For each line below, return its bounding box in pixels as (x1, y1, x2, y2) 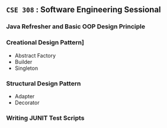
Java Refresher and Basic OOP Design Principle (6, 23, 146, 31)
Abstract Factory (14, 52, 56, 59)
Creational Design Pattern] (6, 39, 85, 47)
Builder (14, 58, 33, 65)
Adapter (14, 92, 35, 100)
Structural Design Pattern (6, 79, 81, 88)
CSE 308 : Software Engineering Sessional (6, 5, 161, 15)
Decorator (14, 99, 40, 106)
